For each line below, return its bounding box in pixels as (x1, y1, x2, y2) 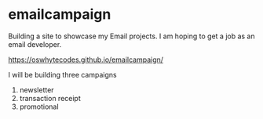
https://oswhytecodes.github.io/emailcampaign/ (8, 55, 163, 64)
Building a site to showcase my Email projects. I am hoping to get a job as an (8, 31, 255, 41)
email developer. (8, 39, 62, 49)
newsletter (19, 85, 54, 95)
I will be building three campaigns (8, 70, 117, 79)
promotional (19, 102, 59, 111)
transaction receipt (19, 93, 81, 103)
